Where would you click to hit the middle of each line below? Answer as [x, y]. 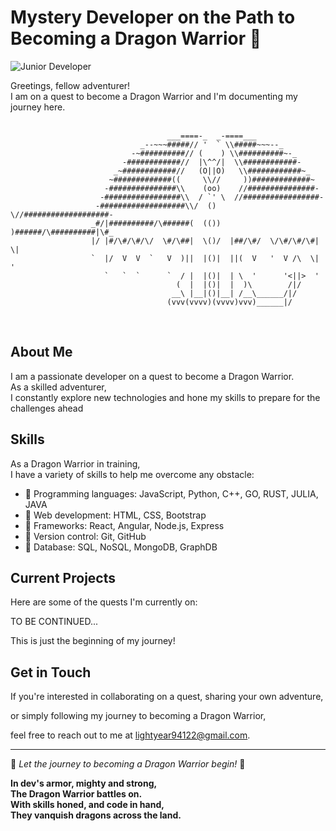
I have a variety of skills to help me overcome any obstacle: [132, 474]
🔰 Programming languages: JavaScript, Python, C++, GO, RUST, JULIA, [171, 493]
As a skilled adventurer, [58, 387]
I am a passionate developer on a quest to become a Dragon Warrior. [152, 376]
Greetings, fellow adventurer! [70, 85]
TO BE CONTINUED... [54, 622]
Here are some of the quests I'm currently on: [104, 602]
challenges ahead [47, 408]
